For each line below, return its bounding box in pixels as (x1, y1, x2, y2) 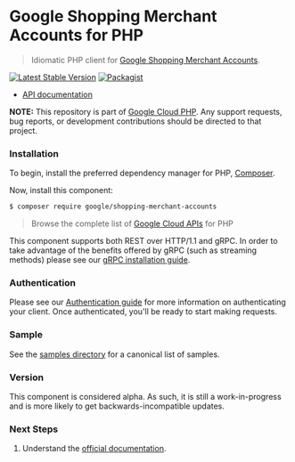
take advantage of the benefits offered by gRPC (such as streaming (9, 245, 257, 255)
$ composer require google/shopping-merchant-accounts (9, 202, 217, 211)
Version (9, 371, 45, 384)
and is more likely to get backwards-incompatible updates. (9, 401, 225, 411)
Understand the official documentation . (21, 443, 167, 454)
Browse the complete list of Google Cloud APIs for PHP (30, 218, 234, 229)
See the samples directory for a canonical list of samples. (9, 349, 220, 360)
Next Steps (9, 423, 59, 435)
